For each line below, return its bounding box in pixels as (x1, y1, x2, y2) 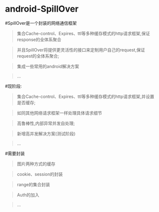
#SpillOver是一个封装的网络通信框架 (5, 20, 77, 26)
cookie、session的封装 (16, 171, 63, 177)
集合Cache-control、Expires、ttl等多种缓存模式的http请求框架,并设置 (16, 94, 155, 99)
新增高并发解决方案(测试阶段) (16, 131, 76, 136)
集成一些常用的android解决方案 (16, 63, 79, 69)
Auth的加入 (16, 192, 40, 198)
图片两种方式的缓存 (16, 161, 56, 167)
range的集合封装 (16, 181, 50, 187)
